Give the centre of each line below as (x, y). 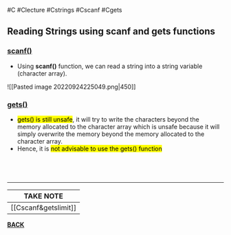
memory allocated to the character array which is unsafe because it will (118, 126)
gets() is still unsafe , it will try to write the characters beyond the (108, 119)
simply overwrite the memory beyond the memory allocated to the (111, 134)
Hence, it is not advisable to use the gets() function (90, 148)
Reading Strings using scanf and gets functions (111, 31)
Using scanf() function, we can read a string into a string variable (110, 66)
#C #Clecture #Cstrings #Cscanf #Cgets (65, 10)
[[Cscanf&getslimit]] (44, 208)
